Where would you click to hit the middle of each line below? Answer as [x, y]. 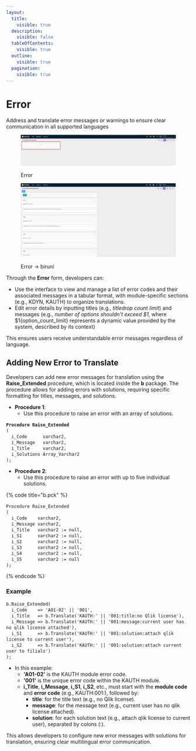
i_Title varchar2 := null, [47, 530]
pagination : [26, 68]
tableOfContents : [32, 43]
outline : [22, 56]
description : [27, 31]
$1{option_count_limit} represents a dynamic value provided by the [95, 320]
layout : [16, 12]
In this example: [34, 668]
